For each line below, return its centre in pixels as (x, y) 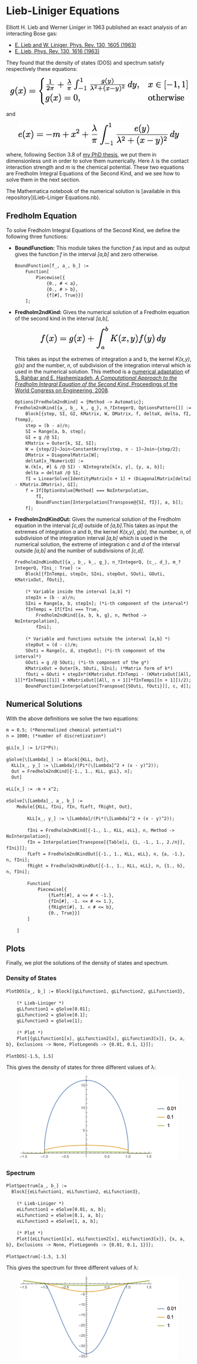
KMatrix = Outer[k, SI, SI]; (61, 443)
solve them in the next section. (43, 180)
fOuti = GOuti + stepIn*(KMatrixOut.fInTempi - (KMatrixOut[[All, (108, 674)
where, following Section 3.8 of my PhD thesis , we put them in (81, 154)
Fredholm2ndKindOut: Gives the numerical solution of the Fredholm (98, 519)
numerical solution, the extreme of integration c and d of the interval (97, 544)
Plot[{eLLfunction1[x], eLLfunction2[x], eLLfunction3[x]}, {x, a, (101, 1239)
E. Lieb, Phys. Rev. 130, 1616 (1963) (57, 51)
